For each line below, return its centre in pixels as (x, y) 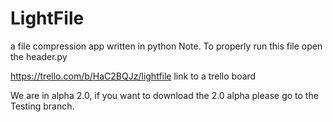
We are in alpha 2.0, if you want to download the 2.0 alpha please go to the (164, 95)
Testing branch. (42, 106)
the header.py (39, 56)
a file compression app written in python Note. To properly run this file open (166, 46)
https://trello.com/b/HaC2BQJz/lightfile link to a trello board (133, 76)
